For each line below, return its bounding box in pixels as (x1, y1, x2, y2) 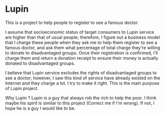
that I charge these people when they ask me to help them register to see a (5, 39, 158, 45)
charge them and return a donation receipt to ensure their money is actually (5, 55, 159, 61)
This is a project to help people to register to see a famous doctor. (5, 20, 139, 25)
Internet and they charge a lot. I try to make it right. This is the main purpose (5, 80, 160, 86)
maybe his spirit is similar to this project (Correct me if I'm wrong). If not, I (5, 100, 155, 106)
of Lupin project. (5, 85, 39, 91)
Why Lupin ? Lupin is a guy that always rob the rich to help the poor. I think (5, 94, 157, 101)
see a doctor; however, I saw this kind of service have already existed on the (5, 75, 161, 81)
